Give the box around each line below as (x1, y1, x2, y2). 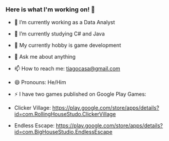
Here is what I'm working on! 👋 (5, 5, 95, 14)
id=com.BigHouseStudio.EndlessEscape (14, 129, 113, 136)
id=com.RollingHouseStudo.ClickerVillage (14, 111, 116, 118)
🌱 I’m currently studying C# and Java (14, 30, 105, 37)
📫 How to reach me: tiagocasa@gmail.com (14, 65, 121, 72)
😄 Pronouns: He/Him (14, 79, 66, 86)
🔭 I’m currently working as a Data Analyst (14, 19, 115, 26)
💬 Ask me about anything (14, 53, 76, 60)
